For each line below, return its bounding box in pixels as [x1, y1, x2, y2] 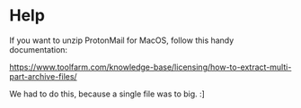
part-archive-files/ [9, 71, 78, 81]
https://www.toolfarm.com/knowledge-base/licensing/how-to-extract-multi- [9, 62, 292, 72]
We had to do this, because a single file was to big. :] [9, 88, 205, 99]
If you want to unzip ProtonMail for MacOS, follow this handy [9, 35, 235, 46]
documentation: [9, 44, 68, 54]
